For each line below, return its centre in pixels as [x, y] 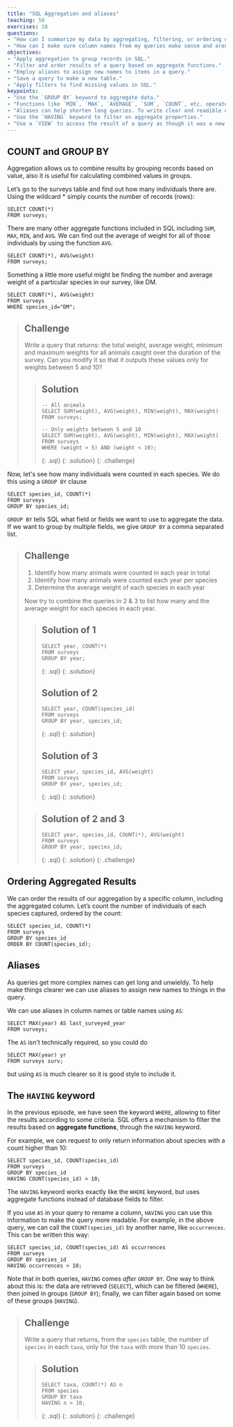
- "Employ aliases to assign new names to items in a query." [99, 72]
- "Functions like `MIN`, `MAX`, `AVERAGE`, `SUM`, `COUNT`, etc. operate [118, 104]
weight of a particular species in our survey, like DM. [82, 282]
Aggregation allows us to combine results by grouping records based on [110, 168]
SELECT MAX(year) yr [37, 1055]
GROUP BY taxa [62, 1397]
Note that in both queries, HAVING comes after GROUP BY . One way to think [111, 1279]
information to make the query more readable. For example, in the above [111, 1220]
